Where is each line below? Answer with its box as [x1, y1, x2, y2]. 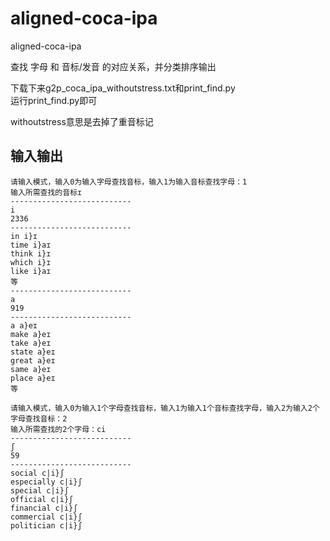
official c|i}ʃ [10, 494, 74, 504]
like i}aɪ [10, 266, 52, 276]
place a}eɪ [10, 373, 56, 383]
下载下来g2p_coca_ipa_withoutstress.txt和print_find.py [10, 82, 236, 94]
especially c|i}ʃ [10, 477, 83, 487]
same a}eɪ [10, 364, 52, 374]
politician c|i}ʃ [10, 520, 83, 531]
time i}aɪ [10, 240, 52, 250]
